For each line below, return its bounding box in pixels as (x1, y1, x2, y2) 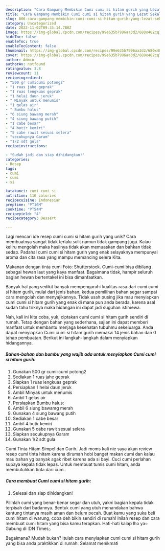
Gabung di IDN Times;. (5, 526, 51, 531)
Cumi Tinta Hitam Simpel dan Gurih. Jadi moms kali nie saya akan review (5, 446, 152, 452)
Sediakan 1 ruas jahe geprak (12, 374, 70, 380)
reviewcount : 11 (5, 71, 39, 76)
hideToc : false (5, 35, 37, 40)
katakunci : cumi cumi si (5, 189, 56, 194)
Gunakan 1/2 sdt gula (12, 436, 56, 442)
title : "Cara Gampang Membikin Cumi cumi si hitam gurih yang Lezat (5, 12, 148, 17)
